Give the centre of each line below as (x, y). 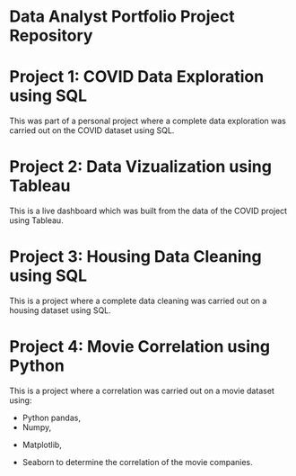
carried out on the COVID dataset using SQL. (92, 130)
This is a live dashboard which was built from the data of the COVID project (148, 211)
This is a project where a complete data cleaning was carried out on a (138, 301)
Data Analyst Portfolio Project (122, 17)
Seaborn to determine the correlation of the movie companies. (137, 462)
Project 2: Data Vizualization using (140, 167)
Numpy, (37, 427)
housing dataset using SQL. (61, 310)
